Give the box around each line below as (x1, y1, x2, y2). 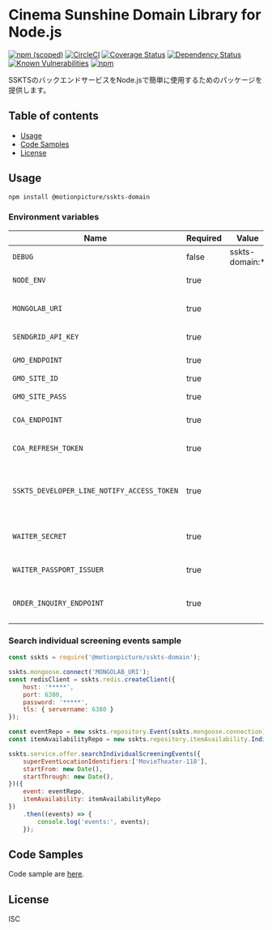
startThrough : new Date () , (23, 772, 114, 781)
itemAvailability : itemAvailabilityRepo (23, 796, 161, 804)
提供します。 (8, 85, 51, 95)
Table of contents (8, 109, 99, 123)
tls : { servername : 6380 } (23, 706, 114, 714)
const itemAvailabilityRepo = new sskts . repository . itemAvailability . (8, 736, 252, 744)
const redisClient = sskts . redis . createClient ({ (8, 675, 176, 684)
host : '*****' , (23, 683, 74, 691)
